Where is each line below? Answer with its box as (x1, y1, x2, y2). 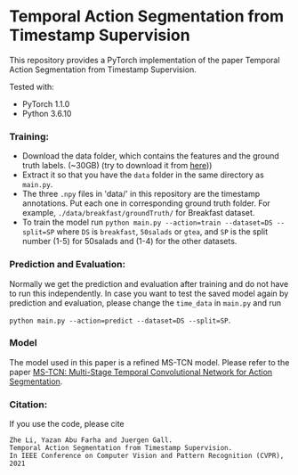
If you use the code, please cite (9, 419, 125, 430)
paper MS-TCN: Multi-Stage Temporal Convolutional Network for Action (9, 366, 273, 377)
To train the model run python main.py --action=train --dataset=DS (21, 217, 273, 228)
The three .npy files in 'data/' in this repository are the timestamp (21, 189, 261, 200)
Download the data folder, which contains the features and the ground (21, 151, 280, 161)
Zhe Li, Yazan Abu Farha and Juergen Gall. (9, 436, 173, 445)
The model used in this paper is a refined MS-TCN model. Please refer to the (9, 356, 290, 367)
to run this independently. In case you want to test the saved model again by (9, 288, 289, 299)
